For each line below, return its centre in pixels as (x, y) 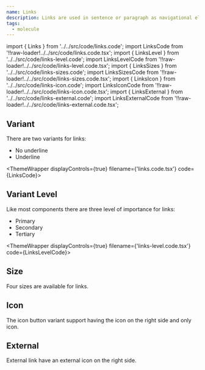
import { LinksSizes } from (144, 66)
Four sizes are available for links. (47, 286)
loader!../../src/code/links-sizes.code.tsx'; (59, 79)
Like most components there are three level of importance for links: (91, 209)
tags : (13, 23)
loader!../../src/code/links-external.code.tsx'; (63, 105)
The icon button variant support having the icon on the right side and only (99, 320)
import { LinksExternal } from (146, 92)
